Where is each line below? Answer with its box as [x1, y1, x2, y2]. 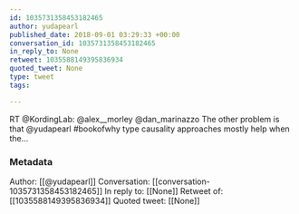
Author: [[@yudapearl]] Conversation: [9, 176, 151, 187]
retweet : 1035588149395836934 [9, 55, 124, 64]
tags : [9, 81, 30, 90]
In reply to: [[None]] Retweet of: [103, 185, 224, 196]
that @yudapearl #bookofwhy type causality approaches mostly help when [9, 123, 290, 134]
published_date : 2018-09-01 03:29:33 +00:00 [9, 30, 180, 39]
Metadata [9, 155, 53, 168]
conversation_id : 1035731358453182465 [9, 38, 156, 48]
